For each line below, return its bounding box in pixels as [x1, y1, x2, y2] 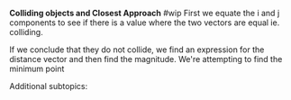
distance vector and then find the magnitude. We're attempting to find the [9, 54, 283, 64]
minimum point [9, 63, 65, 74]
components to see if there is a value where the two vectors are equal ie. [9, 17, 280, 28]
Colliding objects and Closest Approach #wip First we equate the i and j [9, 8, 280, 18]
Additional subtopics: [9, 81, 88, 91]
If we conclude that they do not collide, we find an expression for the [9, 44, 265, 55]
